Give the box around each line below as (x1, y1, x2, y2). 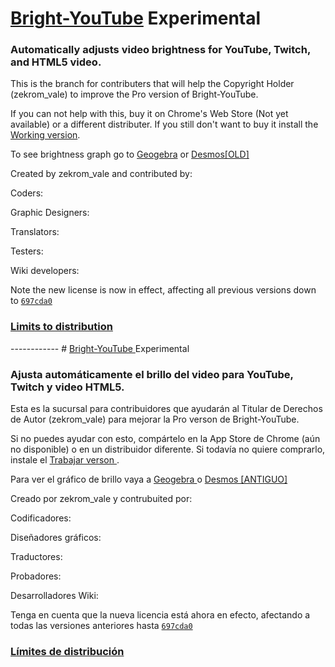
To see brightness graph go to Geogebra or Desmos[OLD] (10, 148, 250, 161)
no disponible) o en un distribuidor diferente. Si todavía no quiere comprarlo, (10, 443, 326, 456)
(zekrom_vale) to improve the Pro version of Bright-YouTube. (10, 88, 259, 101)
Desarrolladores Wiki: (10, 590, 99, 602)
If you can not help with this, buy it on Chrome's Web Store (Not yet (10, 108, 289, 120)
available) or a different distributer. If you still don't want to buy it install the (10, 118, 319, 131)
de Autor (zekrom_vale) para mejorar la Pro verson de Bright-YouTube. (10, 413, 300, 426)
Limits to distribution (10, 320, 113, 334)
